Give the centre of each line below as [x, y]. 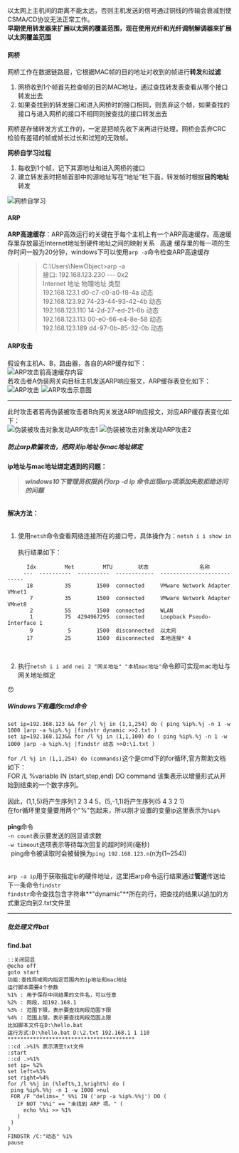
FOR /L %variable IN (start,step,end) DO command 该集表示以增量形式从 [114, 776]
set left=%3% [27, 1071]
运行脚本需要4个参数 [33, 987]
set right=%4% [28, 1078]
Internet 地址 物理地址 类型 [81, 284]
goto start [23, 972]
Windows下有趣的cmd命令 [47, 706]
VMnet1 [17, 592]
